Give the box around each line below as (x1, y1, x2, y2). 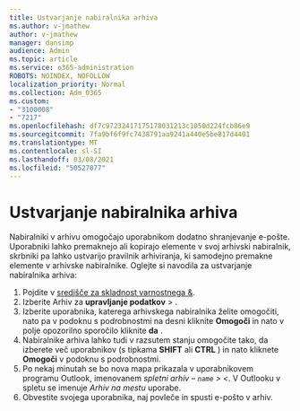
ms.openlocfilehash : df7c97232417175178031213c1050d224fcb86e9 (9, 122, 251, 131)
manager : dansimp (9, 38, 74, 48)
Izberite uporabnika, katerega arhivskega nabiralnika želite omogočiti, (21, 306, 279, 317)
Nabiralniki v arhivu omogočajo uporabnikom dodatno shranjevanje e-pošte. (9, 232, 290, 242)
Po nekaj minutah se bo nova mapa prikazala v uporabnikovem (21, 363, 253, 374)
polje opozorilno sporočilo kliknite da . (21, 325, 163, 337)
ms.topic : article (9, 55, 78, 64)
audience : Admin (9, 47, 70, 56)
